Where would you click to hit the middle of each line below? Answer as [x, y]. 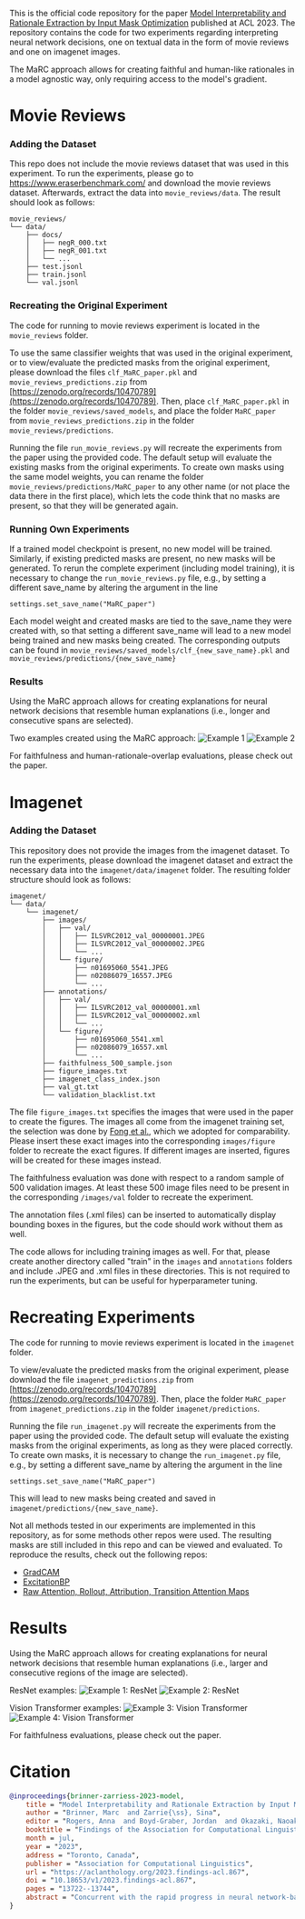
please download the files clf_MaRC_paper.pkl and [103, 372]
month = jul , [50, 1839]
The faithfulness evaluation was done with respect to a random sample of [147, 1177]
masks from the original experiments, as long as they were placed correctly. [151, 1445]
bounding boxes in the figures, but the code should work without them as [147, 1224]
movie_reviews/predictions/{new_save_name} [93, 659]
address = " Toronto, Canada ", [83, 1855]
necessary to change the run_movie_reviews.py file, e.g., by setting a [138, 578]
